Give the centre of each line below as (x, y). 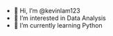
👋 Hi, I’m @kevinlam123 (47, 11)
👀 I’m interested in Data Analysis (60, 18)
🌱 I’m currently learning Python (58, 25)
